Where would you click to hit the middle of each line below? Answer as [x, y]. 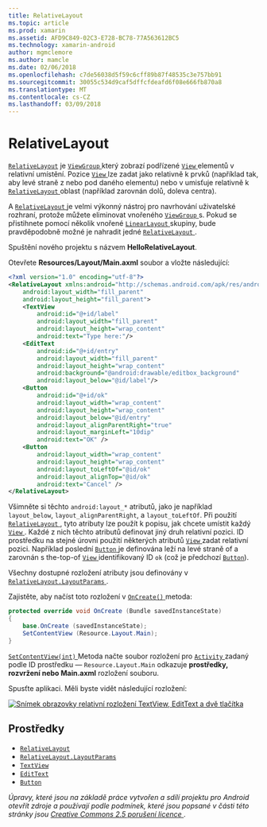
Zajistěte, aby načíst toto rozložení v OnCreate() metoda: [100, 596]
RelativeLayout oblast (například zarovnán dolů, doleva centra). [112, 191]
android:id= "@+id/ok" [73, 396]
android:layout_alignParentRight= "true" [104, 425]
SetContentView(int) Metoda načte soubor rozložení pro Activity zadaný [128, 656]
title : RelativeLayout [46, 16]
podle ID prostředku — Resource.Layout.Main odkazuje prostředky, [118, 664]
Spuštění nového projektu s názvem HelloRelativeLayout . [103, 247]
